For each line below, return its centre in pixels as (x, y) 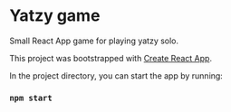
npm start (31, 98)
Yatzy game (55, 16)
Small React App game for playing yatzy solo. (94, 41)
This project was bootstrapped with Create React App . (111, 58)
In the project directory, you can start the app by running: (116, 75)
